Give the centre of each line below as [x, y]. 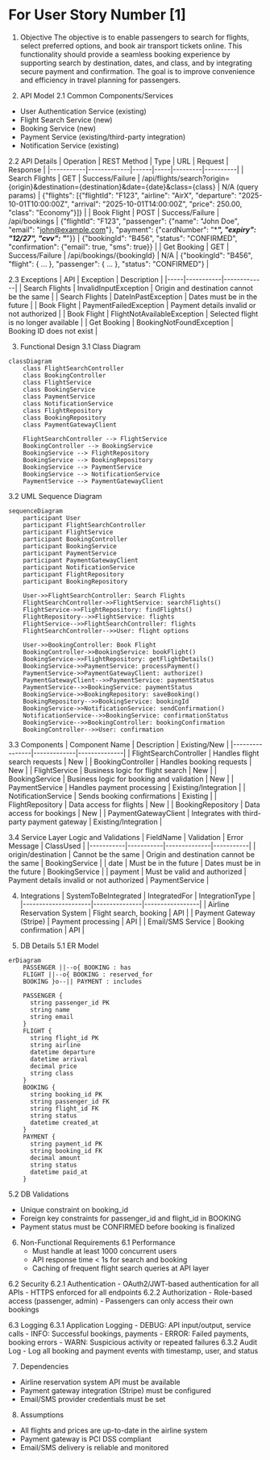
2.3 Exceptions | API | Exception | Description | [86, 279]
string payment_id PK [66, 1144]
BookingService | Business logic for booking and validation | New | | [121, 779]
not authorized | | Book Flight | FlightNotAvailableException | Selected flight [133, 314]
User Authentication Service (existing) [83, 111]
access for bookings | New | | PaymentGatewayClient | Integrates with [125, 813]
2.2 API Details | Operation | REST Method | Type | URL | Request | [118, 161]
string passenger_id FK [70, 1101]
